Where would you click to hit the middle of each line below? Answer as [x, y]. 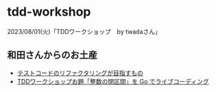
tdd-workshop [49, 12]
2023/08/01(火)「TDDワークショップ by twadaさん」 [84, 31]
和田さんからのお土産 [52, 55]
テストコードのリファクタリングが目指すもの [80, 73]
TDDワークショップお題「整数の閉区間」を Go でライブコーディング [113, 81]
